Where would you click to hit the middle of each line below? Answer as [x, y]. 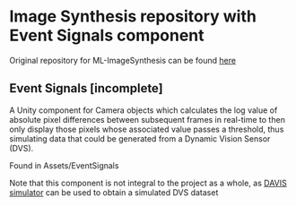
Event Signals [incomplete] [86, 88]
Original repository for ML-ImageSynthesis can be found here [122, 60]
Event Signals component [107, 35]
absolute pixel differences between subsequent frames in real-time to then [147, 119]
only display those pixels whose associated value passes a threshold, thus [147, 129]
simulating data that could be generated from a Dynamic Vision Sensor [140, 138]
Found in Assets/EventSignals [64, 165]
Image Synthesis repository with [133, 17]
